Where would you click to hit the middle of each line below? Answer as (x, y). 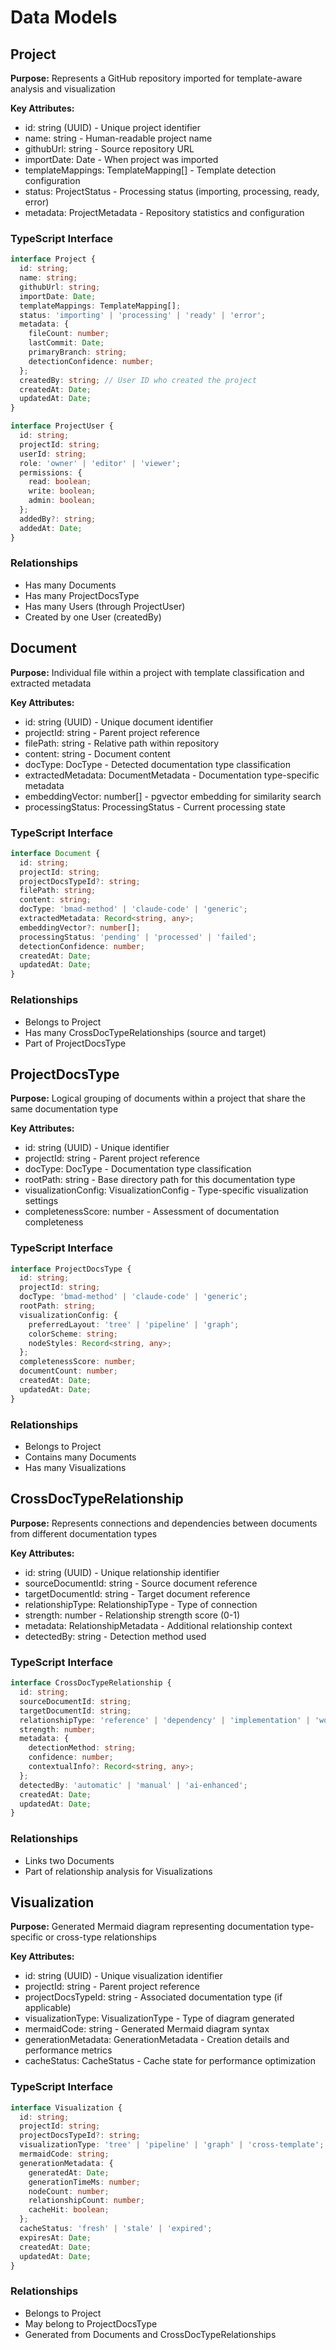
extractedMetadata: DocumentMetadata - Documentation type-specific (172, 775)
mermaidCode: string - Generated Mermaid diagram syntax (147, 2029)
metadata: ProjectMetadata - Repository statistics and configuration (164, 212)
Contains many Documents (80, 1457)
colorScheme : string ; (73, 1334)
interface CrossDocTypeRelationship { (91, 1683)
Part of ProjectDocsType (75, 1043)
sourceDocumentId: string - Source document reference (141, 1583)
